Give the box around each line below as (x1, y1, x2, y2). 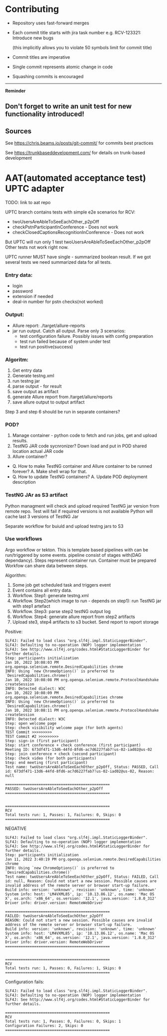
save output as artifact (12, 388, 59, 394)
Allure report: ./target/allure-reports (12, 322, 85, 328)
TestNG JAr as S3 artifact (5, 492, 68, 499)
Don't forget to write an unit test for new (5, 102, 132, 110)
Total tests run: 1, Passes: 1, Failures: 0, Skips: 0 (5, 812, 121, 817)
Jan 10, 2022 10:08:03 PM (5, 660, 59, 665)
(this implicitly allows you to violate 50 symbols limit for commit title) (12, 44, 153, 50)
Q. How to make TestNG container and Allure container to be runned (12, 463, 153, 469)
